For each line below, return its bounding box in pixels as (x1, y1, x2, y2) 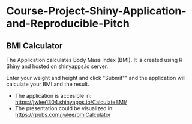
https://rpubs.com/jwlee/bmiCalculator (14, 111, 111, 118)
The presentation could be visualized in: (14, 105, 114, 111)
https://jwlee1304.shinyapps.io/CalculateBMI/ (14, 98, 127, 106)
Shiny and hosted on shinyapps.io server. (6, 63, 109, 70)
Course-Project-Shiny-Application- (6, 4, 187, 18)
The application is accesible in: (14, 92, 92, 99)
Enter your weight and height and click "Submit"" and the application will (6, 75, 186, 81)
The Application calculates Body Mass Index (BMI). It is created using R (6, 57, 183, 63)
